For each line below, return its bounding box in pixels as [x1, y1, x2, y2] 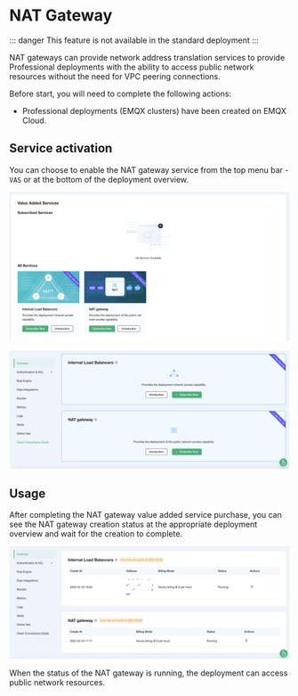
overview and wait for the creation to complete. [9, 528, 183, 539]
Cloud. [21, 115, 47, 126]
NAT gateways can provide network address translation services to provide [9, 52, 286, 62]
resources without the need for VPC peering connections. [9, 70, 221, 81]
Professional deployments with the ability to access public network [9, 61, 254, 72]
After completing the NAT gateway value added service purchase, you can [9, 510, 282, 520]
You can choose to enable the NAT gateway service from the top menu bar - [9, 164, 289, 175]
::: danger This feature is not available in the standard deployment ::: [9, 35, 260, 45]
